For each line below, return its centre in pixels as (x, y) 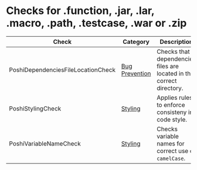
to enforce (171, 105)
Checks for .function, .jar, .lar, (80, 11)
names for (170, 143)
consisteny (171, 112)
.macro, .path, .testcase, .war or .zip (96, 23)
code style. (172, 119)
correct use (172, 151)
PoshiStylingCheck (35, 108)
